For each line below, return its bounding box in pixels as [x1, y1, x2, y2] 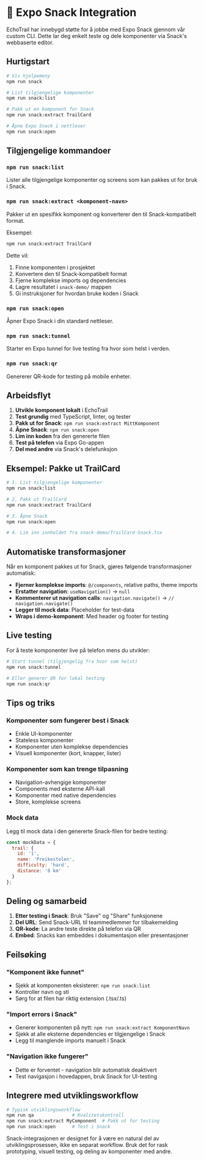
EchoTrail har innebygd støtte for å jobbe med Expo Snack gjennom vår [6, 26, 185, 33]
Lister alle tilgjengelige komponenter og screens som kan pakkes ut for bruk [6, 176, 197, 184]
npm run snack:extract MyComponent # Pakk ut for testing [6, 1118, 160, 1124]
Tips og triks [6, 698, 55, 708]
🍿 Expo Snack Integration [6, 6, 137, 20]
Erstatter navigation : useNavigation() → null [15, 588, 130, 595]
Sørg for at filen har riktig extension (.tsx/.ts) [15, 995, 127, 1002]
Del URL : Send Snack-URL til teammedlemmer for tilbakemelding [15, 919, 178, 926]
